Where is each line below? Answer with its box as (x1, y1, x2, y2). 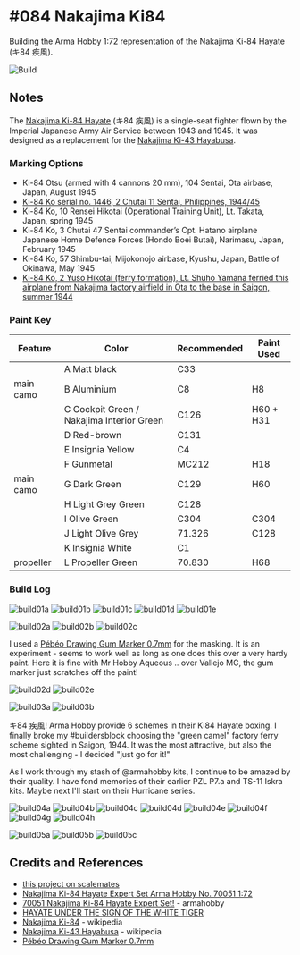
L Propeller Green (63, 556, 138, 569)
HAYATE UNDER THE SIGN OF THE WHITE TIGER (21, 908, 204, 918)
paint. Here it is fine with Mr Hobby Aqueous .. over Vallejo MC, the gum (9, 657, 274, 668)
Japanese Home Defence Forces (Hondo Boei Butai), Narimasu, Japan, (21, 234, 284, 245)
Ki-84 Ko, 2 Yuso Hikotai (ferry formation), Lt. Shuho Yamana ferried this (21, 273, 289, 283)
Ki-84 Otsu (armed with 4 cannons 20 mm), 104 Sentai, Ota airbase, (21, 177, 273, 189)
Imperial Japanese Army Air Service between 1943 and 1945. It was (9, 125, 258, 136)
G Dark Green (63, 478, 122, 491)
